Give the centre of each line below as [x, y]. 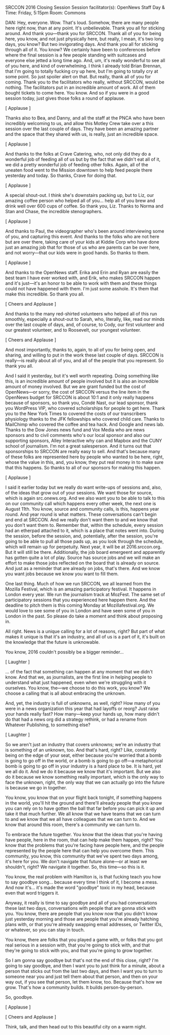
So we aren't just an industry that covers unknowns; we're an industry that [83, 744]
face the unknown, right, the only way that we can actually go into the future [85, 782]
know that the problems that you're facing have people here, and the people [85, 845]
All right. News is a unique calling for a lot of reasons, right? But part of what [85, 631]
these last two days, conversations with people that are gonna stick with [81, 908]
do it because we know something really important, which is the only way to [84, 777]
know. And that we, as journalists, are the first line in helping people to [79, 677]
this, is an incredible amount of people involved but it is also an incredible [82, 381]
